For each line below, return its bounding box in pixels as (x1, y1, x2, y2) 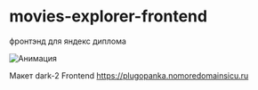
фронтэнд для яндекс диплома (9, 36, 127, 46)
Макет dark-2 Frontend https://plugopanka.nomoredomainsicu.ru (9, 70, 249, 81)
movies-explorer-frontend (9, 6, 207, 27)
